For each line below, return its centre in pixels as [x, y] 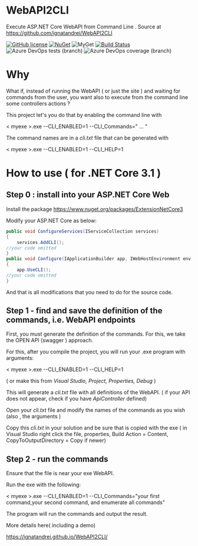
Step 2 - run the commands [57, 459]
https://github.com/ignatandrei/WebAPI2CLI [60, 32]
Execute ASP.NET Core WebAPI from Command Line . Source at [84, 27]
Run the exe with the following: [44, 485]
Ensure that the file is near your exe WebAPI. [60, 473]
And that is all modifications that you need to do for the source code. [90, 292]
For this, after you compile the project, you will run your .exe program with [96, 352]
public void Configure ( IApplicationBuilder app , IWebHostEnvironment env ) [100, 259]
